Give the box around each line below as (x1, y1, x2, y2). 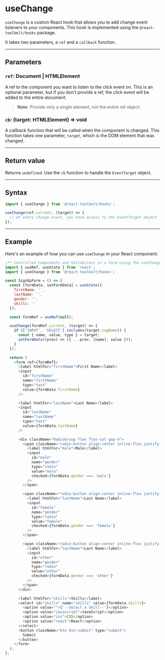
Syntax (5, 189, 27, 197)
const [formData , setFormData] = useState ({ (9, 283, 102, 288)
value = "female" (31, 519, 63, 524)
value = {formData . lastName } (23, 423, 78, 428)
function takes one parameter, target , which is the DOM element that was (5, 132, 155, 138)
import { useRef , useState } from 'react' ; (5, 265, 96, 270)
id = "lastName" (23, 410, 52, 415)
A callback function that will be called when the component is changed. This (5, 127, 160, 133)
